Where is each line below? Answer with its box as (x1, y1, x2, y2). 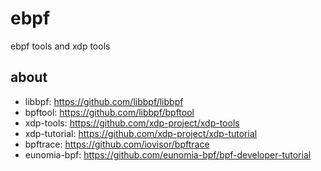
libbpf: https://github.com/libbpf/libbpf (24, 95, 184, 107)
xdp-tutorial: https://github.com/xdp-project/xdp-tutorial (24, 127, 258, 139)
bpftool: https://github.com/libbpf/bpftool (24, 106, 195, 118)
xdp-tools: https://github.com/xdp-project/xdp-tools (24, 117, 240, 129)
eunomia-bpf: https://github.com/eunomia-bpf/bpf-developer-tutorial (24, 148, 312, 161)
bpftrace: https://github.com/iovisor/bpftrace (24, 138, 210, 150)
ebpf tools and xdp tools (10, 40, 111, 52)
